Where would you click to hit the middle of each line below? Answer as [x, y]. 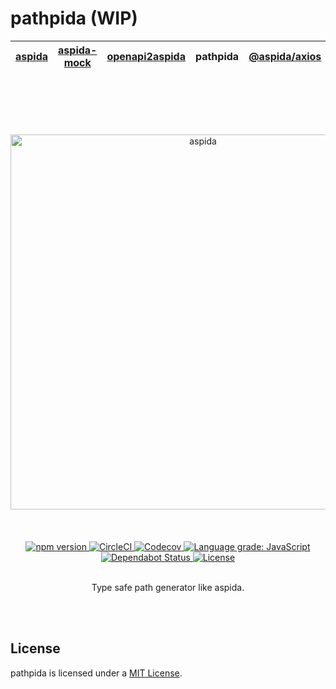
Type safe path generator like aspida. [168, 587]
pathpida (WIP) [74, 18]
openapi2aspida [146, 56]
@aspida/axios [285, 56]
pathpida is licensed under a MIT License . [96, 673]
